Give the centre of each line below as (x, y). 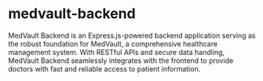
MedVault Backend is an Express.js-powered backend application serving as (132, 35)
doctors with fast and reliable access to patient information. (104, 68)
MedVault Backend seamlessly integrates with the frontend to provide (121, 61)
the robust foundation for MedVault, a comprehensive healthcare (113, 43)
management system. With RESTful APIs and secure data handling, (117, 52)
